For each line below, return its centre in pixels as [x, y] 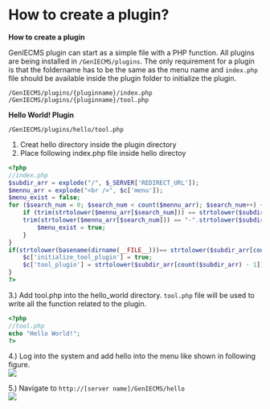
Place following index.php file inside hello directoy [103, 153]
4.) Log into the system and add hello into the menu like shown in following [132, 356]
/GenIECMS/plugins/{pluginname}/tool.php [79, 100]
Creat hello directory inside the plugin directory [98, 144]
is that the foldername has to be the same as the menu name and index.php [133, 69]
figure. [19, 365]
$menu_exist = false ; [45, 198]
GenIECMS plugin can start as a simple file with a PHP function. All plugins [131, 52]
